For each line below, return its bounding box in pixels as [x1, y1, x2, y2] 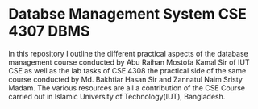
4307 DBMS [8, 22, 90, 40]
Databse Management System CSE [8, 5, 248, 23]
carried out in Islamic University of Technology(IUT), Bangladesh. [8, 91, 226, 101]
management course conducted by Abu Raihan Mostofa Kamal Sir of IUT [8, 57, 250, 67]
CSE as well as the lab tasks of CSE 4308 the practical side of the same [8, 65, 247, 75]
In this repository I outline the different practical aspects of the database [8, 48, 248, 58]
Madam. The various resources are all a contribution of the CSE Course [8, 82, 246, 93]
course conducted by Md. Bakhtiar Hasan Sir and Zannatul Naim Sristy [8, 74, 243, 84]
